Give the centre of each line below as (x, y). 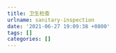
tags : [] (20, 33)
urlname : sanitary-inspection (51, 20)
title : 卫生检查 (28, 13)
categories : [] (29, 39)
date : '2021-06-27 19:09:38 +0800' (59, 26)
